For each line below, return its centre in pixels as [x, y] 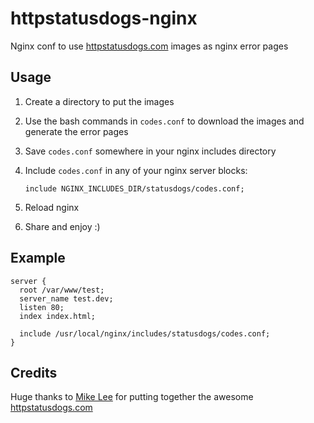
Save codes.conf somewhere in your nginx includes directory [150, 151]
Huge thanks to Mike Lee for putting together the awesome [132, 397]
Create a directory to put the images [99, 101]
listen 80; [42, 307]
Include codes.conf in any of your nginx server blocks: [136, 170]
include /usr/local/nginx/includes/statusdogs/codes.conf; [145, 333]
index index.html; [58, 316]
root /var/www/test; [62, 290]
